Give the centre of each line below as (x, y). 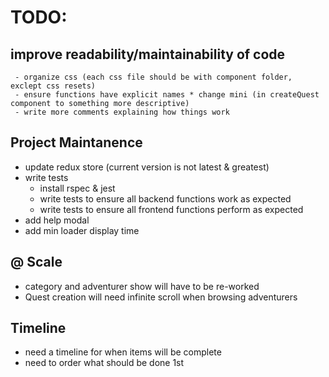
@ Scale (36, 262)
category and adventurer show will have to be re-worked (142, 286)
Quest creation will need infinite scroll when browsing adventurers (161, 297)
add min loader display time (82, 230)
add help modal (57, 220)
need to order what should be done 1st (104, 363)
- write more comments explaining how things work (122, 112)
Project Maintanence (76, 142)
